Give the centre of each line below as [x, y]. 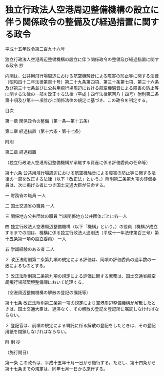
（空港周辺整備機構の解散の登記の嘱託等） [48, 292]
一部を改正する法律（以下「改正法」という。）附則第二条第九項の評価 [83, 179]
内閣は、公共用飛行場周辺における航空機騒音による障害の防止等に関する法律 [82, 76]
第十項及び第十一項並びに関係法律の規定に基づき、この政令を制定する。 [78, 100]
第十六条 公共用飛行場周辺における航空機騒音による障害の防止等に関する [78, 173]
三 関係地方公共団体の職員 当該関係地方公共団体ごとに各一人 [66, 216]
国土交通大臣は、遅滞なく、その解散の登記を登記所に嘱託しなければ [86, 309]
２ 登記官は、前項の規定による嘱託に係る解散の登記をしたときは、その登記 [81, 325]
